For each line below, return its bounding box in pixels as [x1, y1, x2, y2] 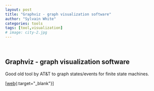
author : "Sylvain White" [5, 16, 56, 21]
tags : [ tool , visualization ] [5, 26, 63, 30]
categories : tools [5, 21, 43, 26]
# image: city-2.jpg [5, 30, 48, 35]
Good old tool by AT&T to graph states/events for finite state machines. [5, 71, 150, 77]
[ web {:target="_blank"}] [5, 80, 54, 86]
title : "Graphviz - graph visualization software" [5, 12, 112, 17]
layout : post [5, 7, 32, 12]
